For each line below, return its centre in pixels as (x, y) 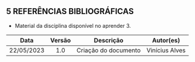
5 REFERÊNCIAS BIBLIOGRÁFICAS (70, 12)
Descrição (109, 40)
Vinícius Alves (166, 50)
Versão (61, 40)
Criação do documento (108, 50)
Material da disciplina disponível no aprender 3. (73, 25)
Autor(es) (166, 40)
